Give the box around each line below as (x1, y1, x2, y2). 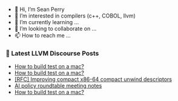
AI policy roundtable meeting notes (14, 82, 102, 90)
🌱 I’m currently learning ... (14, 19, 79, 25)
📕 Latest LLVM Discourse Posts (5, 49, 99, 57)
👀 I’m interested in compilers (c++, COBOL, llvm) (14, 12, 136, 19)
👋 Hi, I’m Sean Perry (14, 6, 65, 13)
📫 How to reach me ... (14, 32, 71, 39)
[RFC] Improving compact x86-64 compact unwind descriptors (14, 76, 172, 83)
